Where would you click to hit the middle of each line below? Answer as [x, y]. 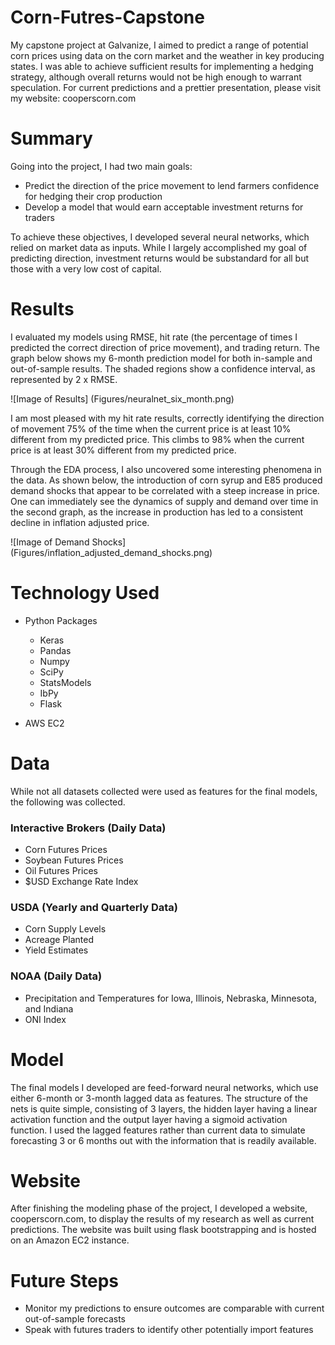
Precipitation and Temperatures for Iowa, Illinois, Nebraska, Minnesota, [170, 998]
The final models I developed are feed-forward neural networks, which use [164, 1087]
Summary [51, 138]
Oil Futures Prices [61, 870]
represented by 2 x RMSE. [64, 379]
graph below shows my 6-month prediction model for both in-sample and [161, 358]
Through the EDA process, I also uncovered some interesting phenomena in [166, 469]
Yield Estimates [56, 950]
